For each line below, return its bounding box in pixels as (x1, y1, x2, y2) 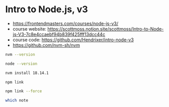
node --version (5, 61, 38, 66)
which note (5, 98, 29, 103)
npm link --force (5, 89, 42, 94)
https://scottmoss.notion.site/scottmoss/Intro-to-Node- (47, 25, 164, 32)
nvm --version (5, 52, 36, 57)
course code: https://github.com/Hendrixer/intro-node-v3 (12, 37, 134, 43)
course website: (12, 25, 47, 32)
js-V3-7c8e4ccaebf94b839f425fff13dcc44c (12, 31, 105, 37)
